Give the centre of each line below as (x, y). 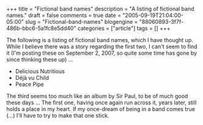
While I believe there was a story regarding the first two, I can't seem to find (102, 46)
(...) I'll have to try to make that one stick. (58, 116)
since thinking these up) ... (40, 59)
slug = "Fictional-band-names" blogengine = (82, 22)
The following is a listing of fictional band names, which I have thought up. (100, 40)
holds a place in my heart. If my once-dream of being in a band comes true (101, 109)
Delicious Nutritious (40, 71)
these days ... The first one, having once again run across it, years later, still (102, 102)
